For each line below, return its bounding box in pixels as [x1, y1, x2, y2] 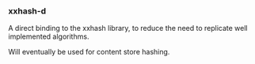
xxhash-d [8, 6, 46, 17]
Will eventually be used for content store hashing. [8, 47, 170, 57]
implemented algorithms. [8, 32, 89, 41]
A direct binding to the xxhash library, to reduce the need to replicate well [8, 24, 248, 33]
